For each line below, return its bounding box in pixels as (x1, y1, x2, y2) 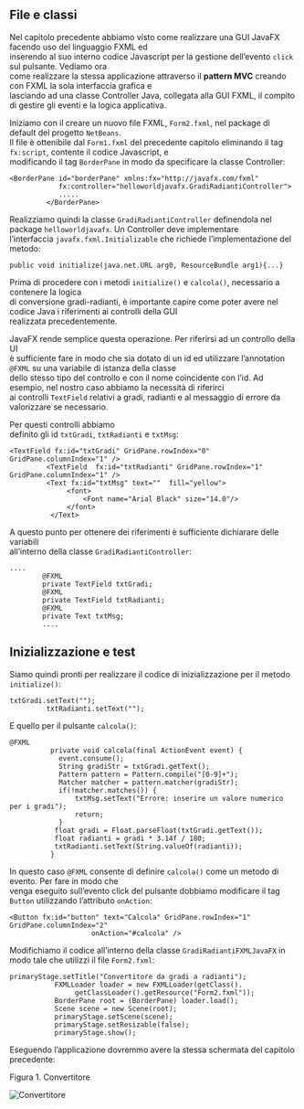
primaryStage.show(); (54, 1028, 137, 1037)
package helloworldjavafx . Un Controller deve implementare (9, 223, 239, 234)
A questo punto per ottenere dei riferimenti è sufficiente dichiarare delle (9, 526, 279, 538)
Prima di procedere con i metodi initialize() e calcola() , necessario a (9, 276, 280, 287)
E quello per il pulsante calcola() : (9, 720, 137, 730)
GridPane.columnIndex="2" (9, 921, 108, 930)
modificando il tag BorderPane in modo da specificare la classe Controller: (9, 155, 286, 167)
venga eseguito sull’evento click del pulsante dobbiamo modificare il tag (9, 885, 280, 896)
